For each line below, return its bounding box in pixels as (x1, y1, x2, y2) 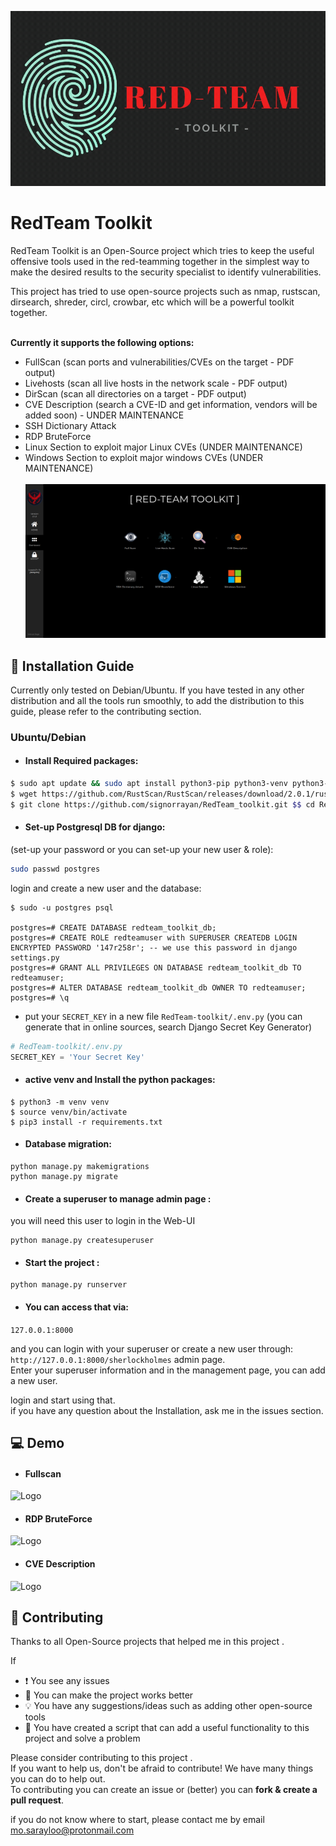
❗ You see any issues (24, 1675, 110, 1687)
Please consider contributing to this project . (10, 1752, 193, 1764)
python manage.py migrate (10, 1171, 118, 1181)
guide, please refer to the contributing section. (10, 705, 202, 717)
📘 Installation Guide (10, 657, 135, 675)
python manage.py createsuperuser (10, 1236, 155, 1246)
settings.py (10, 952, 60, 963)
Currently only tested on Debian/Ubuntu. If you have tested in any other (10, 684, 305, 696)
